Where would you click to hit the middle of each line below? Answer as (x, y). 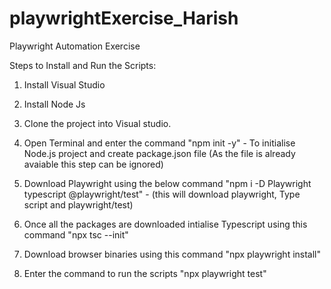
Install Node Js (54, 104)
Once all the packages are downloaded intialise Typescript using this (165, 224)
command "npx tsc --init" (76, 234)
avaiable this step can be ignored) (93, 164)
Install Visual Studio (64, 84)
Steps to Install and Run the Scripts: (83, 65)
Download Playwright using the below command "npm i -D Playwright (167, 183)
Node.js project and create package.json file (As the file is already (159, 153)
